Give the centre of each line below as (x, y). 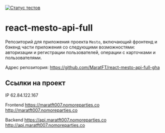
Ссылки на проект (35, 83)
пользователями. (23, 57)
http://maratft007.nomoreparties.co (41, 110)
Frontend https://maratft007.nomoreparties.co (52, 104)
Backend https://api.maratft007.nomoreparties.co (56, 119)
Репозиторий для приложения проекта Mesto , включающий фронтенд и (81, 41)
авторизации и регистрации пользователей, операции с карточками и (80, 52)
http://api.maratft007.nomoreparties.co (45, 125)
